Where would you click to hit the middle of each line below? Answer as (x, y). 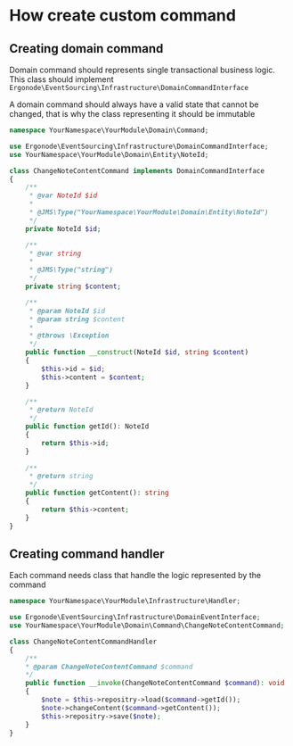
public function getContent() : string (97, 493)
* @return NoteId (61, 410)
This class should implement (61, 79)
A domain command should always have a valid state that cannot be (134, 104)
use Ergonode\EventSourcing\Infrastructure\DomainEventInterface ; (135, 618)
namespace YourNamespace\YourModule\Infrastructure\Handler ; (125, 601)
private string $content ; (73, 286)
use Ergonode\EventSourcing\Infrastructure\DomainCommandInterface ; (139, 146)
